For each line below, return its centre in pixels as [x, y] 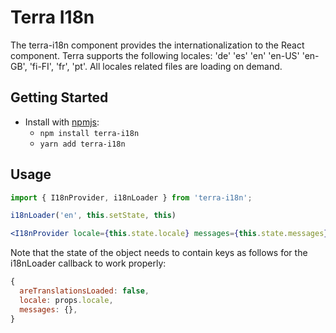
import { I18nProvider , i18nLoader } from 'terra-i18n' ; [131, 197]
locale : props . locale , [66, 300]
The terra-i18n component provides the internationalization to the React [157, 45]
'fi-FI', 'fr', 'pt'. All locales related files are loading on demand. [156, 66]
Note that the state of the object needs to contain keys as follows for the [159, 253]
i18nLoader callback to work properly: [88, 263]
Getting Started [59, 97]
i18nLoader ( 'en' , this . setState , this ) [93, 216]
